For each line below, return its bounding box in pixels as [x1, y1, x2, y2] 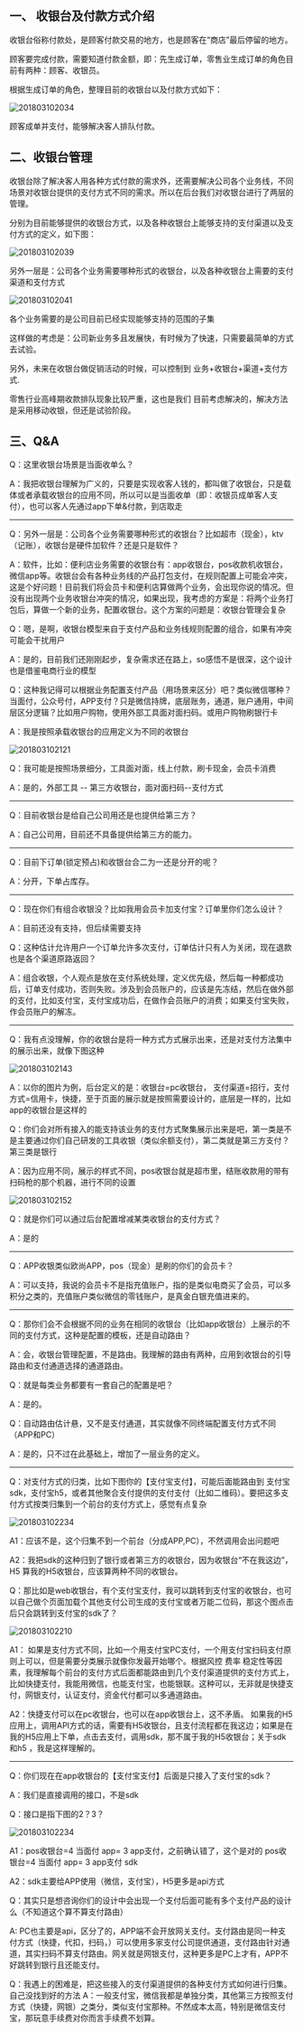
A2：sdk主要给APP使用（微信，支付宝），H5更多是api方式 [9, 1876, 225, 1887]
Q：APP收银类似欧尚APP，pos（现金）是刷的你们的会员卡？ [9, 1260, 234, 1271]
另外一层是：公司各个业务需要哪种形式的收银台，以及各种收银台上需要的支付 [9, 265, 294, 276]
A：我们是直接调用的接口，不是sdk [9, 1790, 140, 1801]
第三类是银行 [9, 1147, 57, 1157]
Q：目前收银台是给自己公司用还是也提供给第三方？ [9, 810, 197, 820]
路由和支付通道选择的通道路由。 [9, 1361, 128, 1372]
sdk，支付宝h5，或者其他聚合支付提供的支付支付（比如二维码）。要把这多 [9, 1487, 281, 1498]
